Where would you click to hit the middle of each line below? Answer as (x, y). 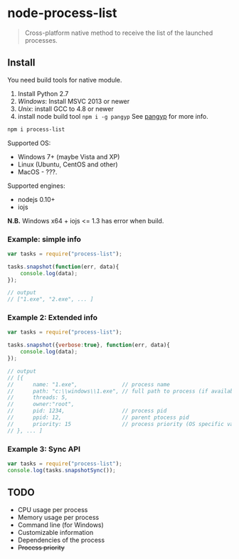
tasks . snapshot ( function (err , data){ (63, 267)
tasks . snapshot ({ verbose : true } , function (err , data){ (89, 345)
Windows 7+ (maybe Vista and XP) (69, 156)
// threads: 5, (38, 398)
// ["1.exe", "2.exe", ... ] (51, 299)
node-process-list (62, 13)
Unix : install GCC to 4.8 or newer (65, 109)
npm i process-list (36, 129)
